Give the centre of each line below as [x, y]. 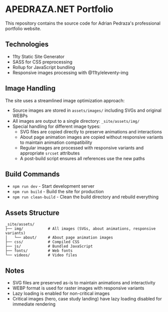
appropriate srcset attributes [50, 153]
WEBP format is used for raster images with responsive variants [78, 288]
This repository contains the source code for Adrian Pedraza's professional [83, 23]
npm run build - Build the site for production [58, 192]
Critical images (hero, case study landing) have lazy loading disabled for [87, 299]
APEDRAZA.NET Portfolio [59, 9]
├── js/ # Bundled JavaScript [49, 247]
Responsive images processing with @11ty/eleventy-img [70, 72]
